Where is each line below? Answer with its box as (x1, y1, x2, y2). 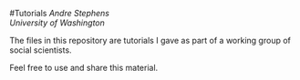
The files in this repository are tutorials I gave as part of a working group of (9, 35, 292, 45)
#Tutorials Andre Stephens (9, 8, 109, 18)
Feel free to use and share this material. (9, 63, 159, 73)
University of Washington (9, 17, 105, 28)
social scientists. (9, 45, 72, 55)
